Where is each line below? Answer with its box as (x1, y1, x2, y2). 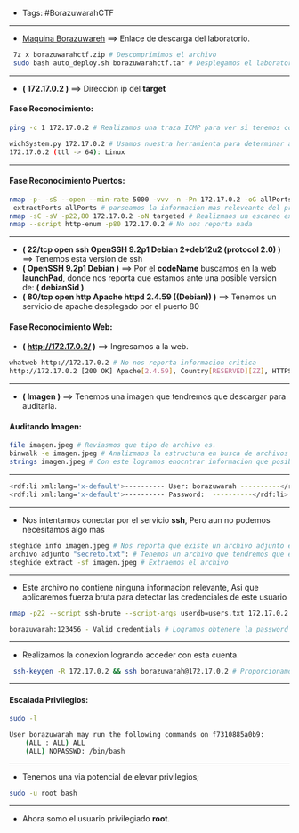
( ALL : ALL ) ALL (25, 739, 86, 747)
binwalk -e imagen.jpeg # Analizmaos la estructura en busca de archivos (9, 449, 289, 458)
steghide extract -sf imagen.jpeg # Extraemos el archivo (9, 558, 229, 567)
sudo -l (9, 715, 38, 723)
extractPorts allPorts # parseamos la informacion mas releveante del (12, 203, 280, 212)
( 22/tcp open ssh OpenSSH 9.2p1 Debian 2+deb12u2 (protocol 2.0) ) (21, 244, 281, 255)
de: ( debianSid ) (21, 282, 85, 293)
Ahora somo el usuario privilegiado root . (21, 813, 171, 823)
